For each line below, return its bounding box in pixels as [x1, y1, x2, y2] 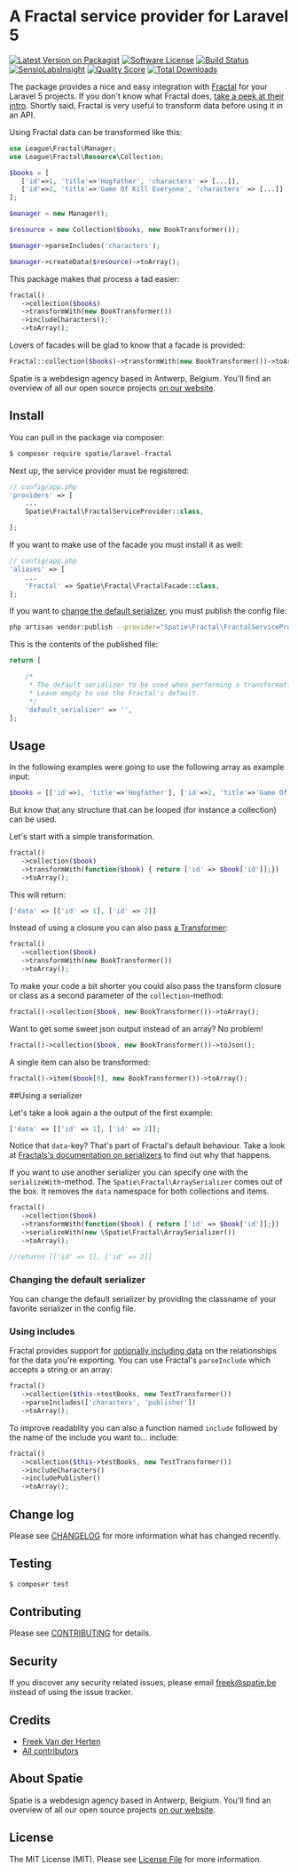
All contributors [21, 1746, 79, 1756]
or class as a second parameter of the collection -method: [9, 990, 224, 1001]
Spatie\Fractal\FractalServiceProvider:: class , [25, 507, 204, 517]
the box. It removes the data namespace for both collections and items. [9, 1186, 270, 1197]
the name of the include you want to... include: [9, 1432, 179, 1443]
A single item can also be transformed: [9, 1057, 151, 1067]
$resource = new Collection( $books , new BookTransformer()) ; [9, 225, 240, 235]
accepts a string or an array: [9, 1364, 113, 1375]
